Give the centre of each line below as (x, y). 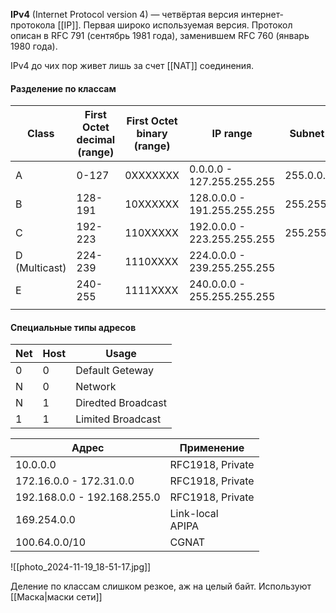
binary (152, 134)
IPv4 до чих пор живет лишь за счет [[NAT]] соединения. (132, 65)
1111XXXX (151, 291)
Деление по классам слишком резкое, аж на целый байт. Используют (161, 586)
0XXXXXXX (152, 176)
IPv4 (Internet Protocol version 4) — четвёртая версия (124, 14)
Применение (212, 448)
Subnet (307, 134)
